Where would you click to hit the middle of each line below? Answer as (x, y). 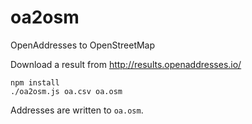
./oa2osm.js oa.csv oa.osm (66, 91)
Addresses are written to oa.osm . (77, 110)
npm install (35, 82)
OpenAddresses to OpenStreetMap (83, 45)
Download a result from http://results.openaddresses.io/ (126, 64)
